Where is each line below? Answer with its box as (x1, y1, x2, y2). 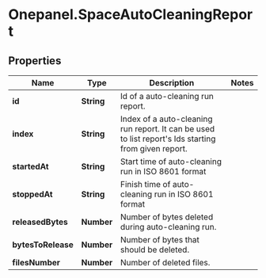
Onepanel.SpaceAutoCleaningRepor (8, 6, 253, 24)
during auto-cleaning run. (120, 222, 217, 232)
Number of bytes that (120, 234, 200, 245)
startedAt (12, 161, 49, 172)
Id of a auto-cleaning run (120, 91, 214, 101)
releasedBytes (12, 216, 69, 227)
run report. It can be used (120, 124, 215, 134)
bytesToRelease (12, 239, 74, 250)
